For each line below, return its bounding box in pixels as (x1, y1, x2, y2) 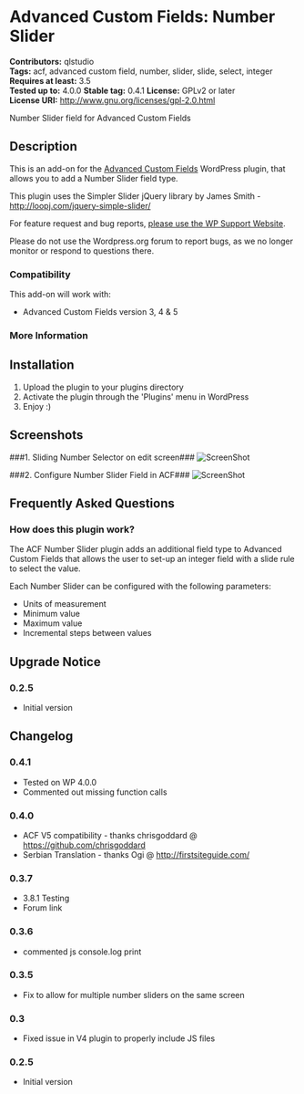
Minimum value (22, 609, 80, 620)
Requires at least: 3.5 (9, 75, 91, 86)
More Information (9, 328, 88, 341)
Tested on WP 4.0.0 (22, 776, 97, 787)
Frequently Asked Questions (9, 495, 176, 511)
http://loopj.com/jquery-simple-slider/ (9, 200, 152, 211)
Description (9, 139, 77, 154)
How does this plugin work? (9, 523, 135, 536)
